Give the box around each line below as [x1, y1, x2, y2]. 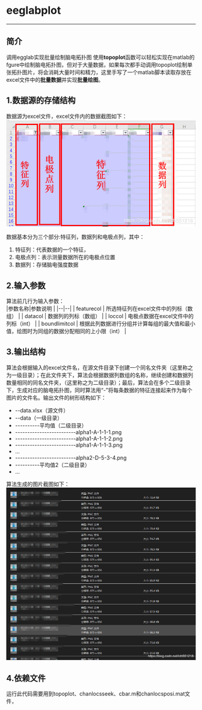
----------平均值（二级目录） [14, 421, 87, 429]
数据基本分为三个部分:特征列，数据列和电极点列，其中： [6, 233, 145, 240]
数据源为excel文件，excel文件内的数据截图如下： [6, 112, 127, 120]
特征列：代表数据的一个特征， [14, 246, 89, 253]
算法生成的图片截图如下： [6, 480, 70, 488]
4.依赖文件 [6, 673, 46, 683]
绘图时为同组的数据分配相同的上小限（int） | [16, 328, 126, 335]
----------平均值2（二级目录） [14, 461, 90, 468]
